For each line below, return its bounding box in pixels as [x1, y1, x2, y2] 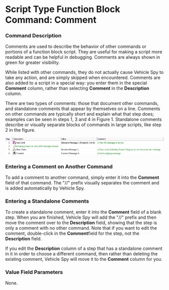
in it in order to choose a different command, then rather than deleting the [5, 251, 158, 257]
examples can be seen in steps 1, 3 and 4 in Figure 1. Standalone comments [5, 117, 162, 123]
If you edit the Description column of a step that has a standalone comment [5, 245, 162, 252]
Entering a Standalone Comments [5, 198, 90, 205]
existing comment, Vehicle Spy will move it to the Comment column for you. [5, 256, 162, 262]
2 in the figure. [5, 127, 36, 133]
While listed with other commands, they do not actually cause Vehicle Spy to [5, 69, 164, 75]
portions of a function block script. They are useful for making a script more [5, 49, 162, 55]
